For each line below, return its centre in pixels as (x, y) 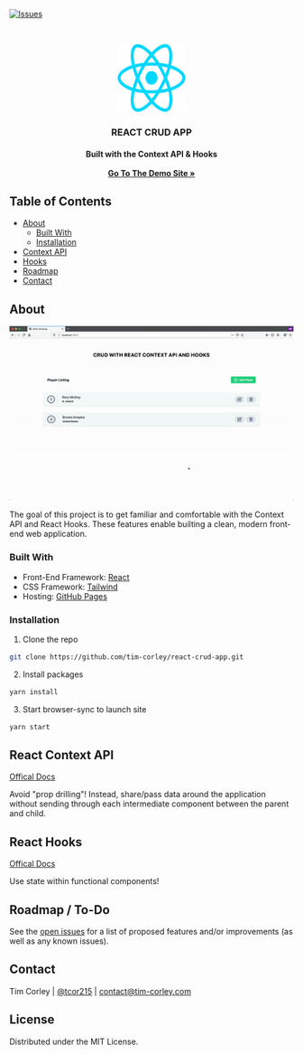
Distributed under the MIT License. (74, 1041)
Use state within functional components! (84, 881)
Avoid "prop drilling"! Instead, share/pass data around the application (138, 795)
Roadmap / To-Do (60, 910)
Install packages (53, 674)
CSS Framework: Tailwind (70, 587)
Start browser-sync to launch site (84, 709)
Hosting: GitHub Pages (65, 596)
